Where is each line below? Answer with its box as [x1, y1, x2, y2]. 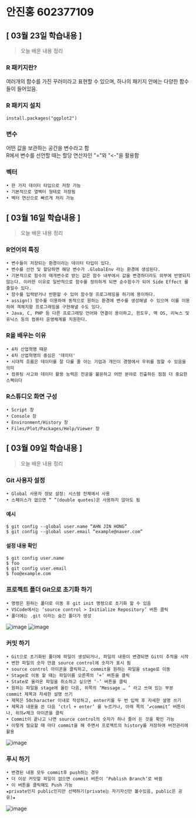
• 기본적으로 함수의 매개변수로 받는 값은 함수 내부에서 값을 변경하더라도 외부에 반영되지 [6, 273, 191, 279]
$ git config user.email [6, 566, 67, 571]
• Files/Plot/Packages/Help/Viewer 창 [6, 425, 100, 431]
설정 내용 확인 [6, 542, 37, 549]
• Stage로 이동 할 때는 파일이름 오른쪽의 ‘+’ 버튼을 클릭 [6, 673, 130, 679]
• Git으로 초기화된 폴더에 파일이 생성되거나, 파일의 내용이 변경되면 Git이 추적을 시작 [6, 654, 189, 660]
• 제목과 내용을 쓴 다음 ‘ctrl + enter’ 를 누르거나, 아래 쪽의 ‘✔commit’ [6, 704, 171, 710]
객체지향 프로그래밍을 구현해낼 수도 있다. [16, 304, 103, 310]
